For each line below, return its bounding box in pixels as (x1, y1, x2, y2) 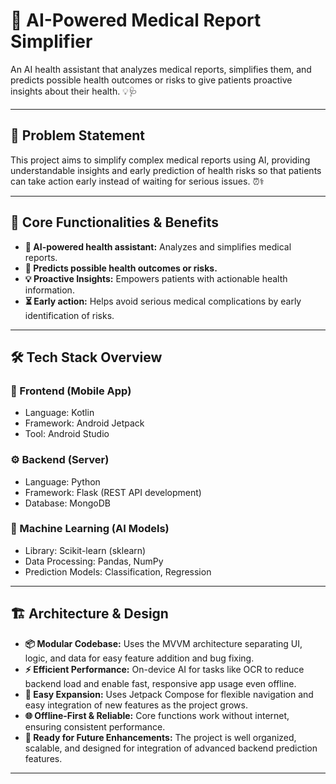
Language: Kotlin (24, 407, 95, 419)
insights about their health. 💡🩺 (10, 85, 138, 97)
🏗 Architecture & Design (10, 605, 169, 623)
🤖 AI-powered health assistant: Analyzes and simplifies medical (24, 240, 292, 253)
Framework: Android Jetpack (24, 417, 145, 429)
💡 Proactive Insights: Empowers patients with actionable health (24, 272, 288, 284)
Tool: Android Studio (24, 428, 110, 440)
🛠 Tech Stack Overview (10, 349, 163, 366)
